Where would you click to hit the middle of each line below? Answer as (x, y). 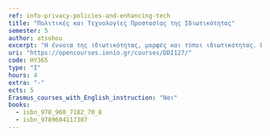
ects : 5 (21, 90)
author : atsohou (35, 38)
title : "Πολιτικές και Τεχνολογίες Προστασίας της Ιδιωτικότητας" (122, 23)
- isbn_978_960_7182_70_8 (59, 113)
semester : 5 (28, 30)
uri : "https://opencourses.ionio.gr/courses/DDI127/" (100, 53)
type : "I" (25, 68)
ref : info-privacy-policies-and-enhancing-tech (90, 16)
